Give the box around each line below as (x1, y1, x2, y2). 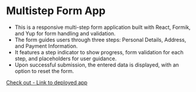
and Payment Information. (14, 42, 78, 50)
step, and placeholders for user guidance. (14, 55, 117, 62)
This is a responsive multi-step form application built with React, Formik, (14, 24, 191, 31)
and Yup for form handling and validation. (14, 29, 116, 37)
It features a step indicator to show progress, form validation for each (14, 48, 184, 55)
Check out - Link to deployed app (6, 78, 87, 86)
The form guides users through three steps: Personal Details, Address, (14, 36, 187, 43)
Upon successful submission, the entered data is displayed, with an (14, 61, 179, 68)
